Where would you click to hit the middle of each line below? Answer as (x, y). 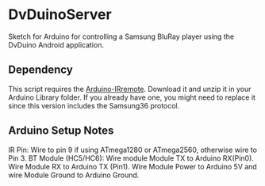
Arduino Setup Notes (61, 131)
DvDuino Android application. (56, 44)
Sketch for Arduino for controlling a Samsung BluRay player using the (121, 36)
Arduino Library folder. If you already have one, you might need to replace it (132, 97)
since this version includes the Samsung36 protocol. (94, 105)
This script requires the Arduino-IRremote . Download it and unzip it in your (130, 89)
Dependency (40, 70)
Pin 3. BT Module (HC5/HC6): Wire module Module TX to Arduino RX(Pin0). (131, 158)
